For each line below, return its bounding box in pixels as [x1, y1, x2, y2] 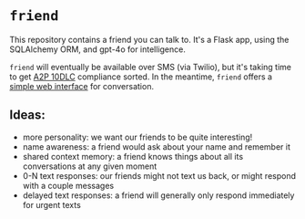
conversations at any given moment [22, 161, 158, 172]
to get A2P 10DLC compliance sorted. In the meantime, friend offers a [9, 71, 273, 82]
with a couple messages [22, 180, 115, 191]
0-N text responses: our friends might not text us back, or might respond [22, 170, 297, 181]
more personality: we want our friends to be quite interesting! [22, 131, 253, 142]
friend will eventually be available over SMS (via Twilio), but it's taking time [9, 61, 291, 72]
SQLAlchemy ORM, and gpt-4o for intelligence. [9, 44, 187, 55]
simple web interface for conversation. [9, 80, 155, 91]
